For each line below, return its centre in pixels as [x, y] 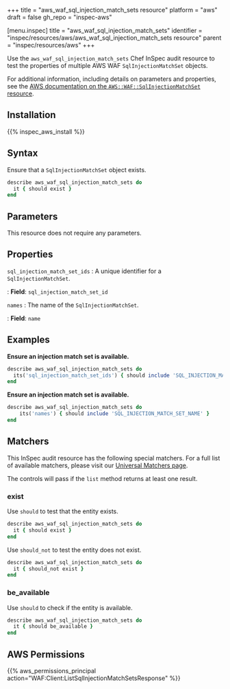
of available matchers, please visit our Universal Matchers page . [98, 465]
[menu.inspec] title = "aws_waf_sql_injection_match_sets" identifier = [105, 31]
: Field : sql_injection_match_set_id [57, 292]
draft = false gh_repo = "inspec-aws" [60, 17]
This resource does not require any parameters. [74, 233]
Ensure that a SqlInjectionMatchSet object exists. [77, 170]
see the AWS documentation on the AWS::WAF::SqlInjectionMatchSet [104, 86]
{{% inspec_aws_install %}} [46, 131]
